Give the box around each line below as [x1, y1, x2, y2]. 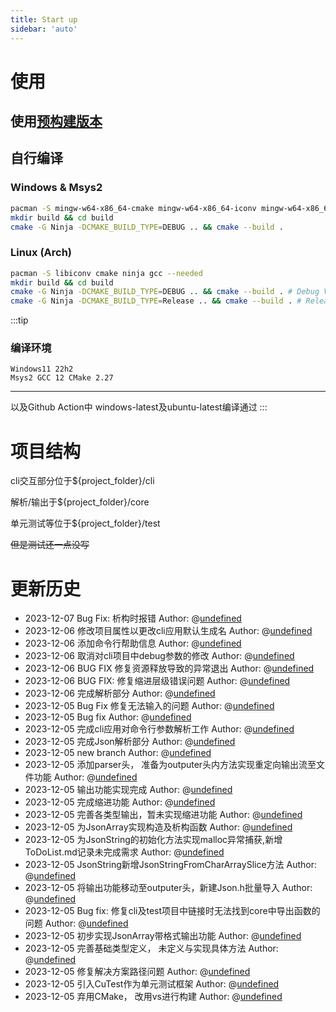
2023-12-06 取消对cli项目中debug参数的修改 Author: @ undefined [24, 650, 295, 662]
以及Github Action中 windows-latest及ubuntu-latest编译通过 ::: [10, 401, 268, 413]
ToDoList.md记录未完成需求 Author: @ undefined [24, 846, 225, 858]
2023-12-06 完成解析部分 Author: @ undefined [24, 687, 216, 700]
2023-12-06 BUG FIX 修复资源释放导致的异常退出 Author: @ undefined [24, 662, 315, 675]
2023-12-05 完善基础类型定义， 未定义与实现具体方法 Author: [24, 942, 279, 955]
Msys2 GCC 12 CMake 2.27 [10, 373, 114, 383]
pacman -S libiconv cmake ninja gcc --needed [10, 268, 203, 278]
